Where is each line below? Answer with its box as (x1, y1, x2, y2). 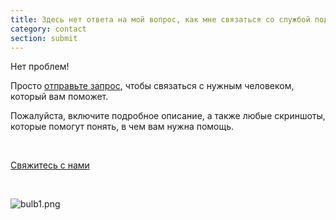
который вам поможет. (10, 91, 109, 103)
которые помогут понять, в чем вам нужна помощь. (10, 121, 235, 133)
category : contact (10, 24, 87, 34)
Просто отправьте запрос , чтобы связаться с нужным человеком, (10, 80, 295, 92)
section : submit (10, 33, 78, 43)
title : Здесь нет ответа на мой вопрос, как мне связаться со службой (10, 14, 311, 25)
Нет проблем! (10, 61, 70, 73)
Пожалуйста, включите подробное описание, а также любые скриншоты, (10, 110, 326, 122)
